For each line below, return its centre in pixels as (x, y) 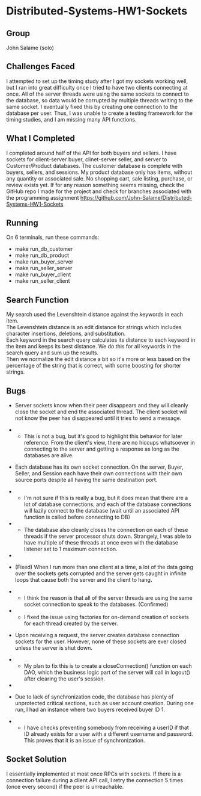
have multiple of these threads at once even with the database (101, 543)
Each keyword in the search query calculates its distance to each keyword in (101, 340)
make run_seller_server (43, 268)
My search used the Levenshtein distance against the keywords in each (95, 315)
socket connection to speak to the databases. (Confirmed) (96, 604)
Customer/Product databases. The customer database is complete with (94, 165)
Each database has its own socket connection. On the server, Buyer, (99, 467)
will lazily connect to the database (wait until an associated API (102, 511)
